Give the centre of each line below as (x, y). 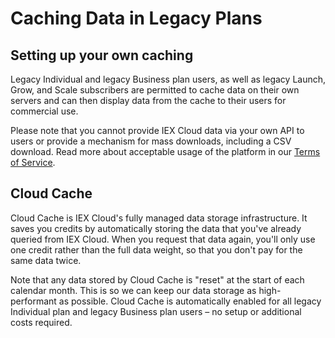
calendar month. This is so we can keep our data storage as (133, 290)
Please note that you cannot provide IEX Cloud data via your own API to (157, 130)
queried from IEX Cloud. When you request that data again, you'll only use (163, 239)
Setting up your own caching (102, 55)
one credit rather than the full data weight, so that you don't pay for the (156, 249)
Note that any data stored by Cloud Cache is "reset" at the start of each (157, 279)
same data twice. (46, 260)
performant (33, 301)
